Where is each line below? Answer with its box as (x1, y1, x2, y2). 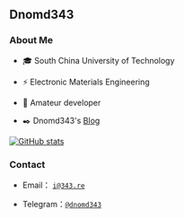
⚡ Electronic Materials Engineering (22, 76, 150, 87)
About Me (9, 34, 54, 47)
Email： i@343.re (22, 179, 85, 190)
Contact (9, 158, 46, 170)
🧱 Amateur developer (22, 97, 101, 108)
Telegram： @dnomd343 (22, 198, 101, 209)
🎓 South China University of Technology (22, 55, 175, 65)
